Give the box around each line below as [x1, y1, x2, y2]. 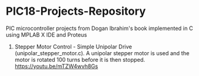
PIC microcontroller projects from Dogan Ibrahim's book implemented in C [6, 25, 193, 32]
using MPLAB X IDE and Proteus [6, 31, 87, 38]
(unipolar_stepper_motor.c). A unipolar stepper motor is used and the [14, 49, 190, 56]
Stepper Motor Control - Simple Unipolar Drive [14, 43, 133, 50]
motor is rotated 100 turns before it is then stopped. [14, 56, 146, 63]
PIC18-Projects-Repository [6, 4, 146, 18]
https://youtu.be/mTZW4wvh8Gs [14, 63, 98, 70]
